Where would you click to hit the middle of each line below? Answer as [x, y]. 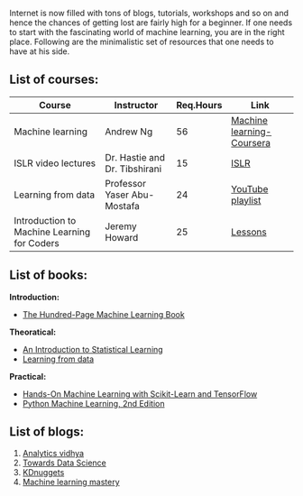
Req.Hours [199, 105]
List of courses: [54, 80]
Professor [126, 183]
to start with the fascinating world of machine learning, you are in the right [147, 32]
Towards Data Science [64, 463]
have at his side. [40, 51]
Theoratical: [33, 332]
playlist [246, 200]
